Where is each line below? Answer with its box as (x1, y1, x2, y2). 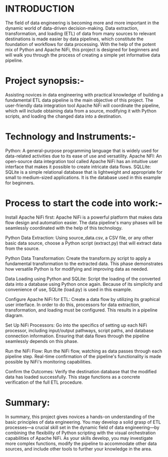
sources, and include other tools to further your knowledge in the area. (5, 445, 152, 452)
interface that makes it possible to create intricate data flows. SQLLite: (5, 164, 151, 170)
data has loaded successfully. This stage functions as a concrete (5, 374, 140, 380)
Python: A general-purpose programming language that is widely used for (5, 147, 159, 154)
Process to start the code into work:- (5, 197, 162, 209)
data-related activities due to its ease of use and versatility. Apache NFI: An (5, 153, 162, 159)
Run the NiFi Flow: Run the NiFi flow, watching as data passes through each (5, 348, 162, 354)
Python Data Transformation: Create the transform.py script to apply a (5, 255, 151, 261)
